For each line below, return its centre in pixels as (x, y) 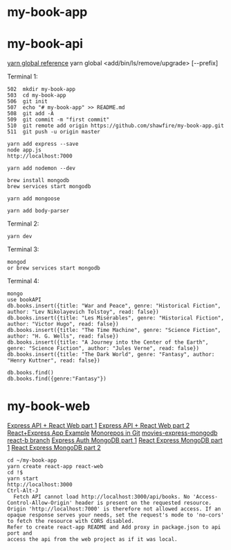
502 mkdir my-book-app (41, 90)
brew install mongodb (38, 181)
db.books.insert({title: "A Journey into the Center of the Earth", (108, 342)
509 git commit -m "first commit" (58, 120)
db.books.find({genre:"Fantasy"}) (57, 379)
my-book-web (49, 406)
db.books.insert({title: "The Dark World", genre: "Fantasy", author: (111, 355)
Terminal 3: (23, 249)
